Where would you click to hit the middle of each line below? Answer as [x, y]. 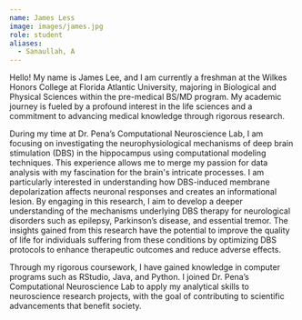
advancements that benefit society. [76, 306]
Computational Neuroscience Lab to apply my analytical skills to [130, 286]
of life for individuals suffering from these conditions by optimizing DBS [143, 240]
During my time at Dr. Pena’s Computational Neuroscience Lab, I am [136, 134]
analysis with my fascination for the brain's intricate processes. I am [137, 173]
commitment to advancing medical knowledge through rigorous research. [147, 116]
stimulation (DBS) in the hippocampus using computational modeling [138, 153]
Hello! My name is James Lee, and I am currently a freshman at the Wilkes [148, 77]
